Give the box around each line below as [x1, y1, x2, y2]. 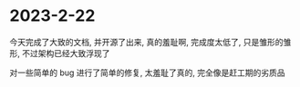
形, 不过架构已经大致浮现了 [9, 47, 110, 59]
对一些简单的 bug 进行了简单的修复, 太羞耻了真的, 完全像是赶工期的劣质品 [9, 67, 285, 78]
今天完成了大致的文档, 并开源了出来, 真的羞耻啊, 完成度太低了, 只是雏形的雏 [9, 36, 292, 47]
